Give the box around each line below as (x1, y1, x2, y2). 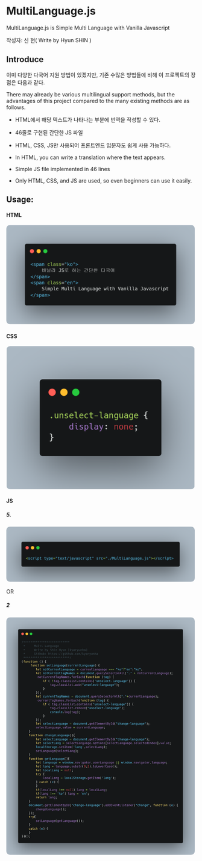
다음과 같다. (17, 78, 45, 86)
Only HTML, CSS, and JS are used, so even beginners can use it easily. (14, 177, 192, 184)
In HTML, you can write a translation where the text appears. (14, 154, 166, 161)
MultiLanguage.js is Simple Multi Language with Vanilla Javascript (6, 24, 170, 31)
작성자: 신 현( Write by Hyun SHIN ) (6, 36, 92, 43)
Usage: (6, 195, 34, 205)
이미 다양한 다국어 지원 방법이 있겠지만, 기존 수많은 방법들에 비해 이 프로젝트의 (6, 71, 190, 78)
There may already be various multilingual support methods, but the (6, 90, 175, 98)
